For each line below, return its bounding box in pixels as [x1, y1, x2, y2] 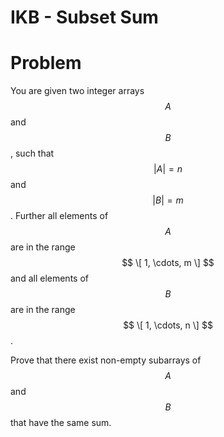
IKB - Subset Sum [10, 6, 159, 29]
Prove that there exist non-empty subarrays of [10, 354, 202, 366]
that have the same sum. [10, 417, 112, 429]
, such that [10, 147, 55, 160]
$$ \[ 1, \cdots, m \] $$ [121, 257, 215, 269]
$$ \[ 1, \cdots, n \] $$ [123, 319, 213, 331]
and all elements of [10, 272, 89, 285]
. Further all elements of [10, 210, 109, 222]
